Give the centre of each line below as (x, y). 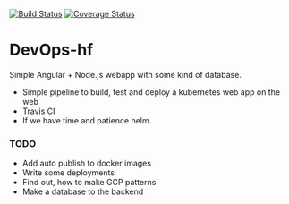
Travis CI (38, 111)
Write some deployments (68, 173)
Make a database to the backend (83, 191)
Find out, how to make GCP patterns (89, 183)
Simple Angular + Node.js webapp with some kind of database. (125, 74)
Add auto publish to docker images (87, 163)
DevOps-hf (51, 50)
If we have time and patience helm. (87, 120)
